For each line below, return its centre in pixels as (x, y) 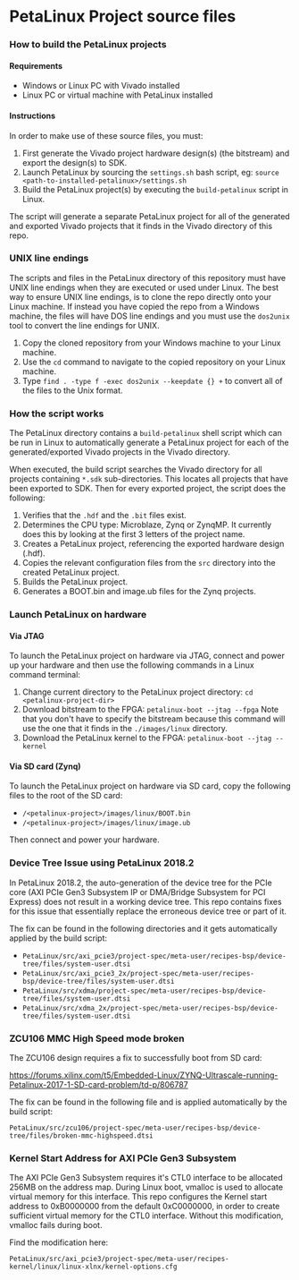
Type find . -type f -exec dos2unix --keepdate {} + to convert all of (152, 380)
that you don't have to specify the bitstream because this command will (154, 719)
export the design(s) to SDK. (75, 162)
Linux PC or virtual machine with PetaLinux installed (117, 95)
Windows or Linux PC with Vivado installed (101, 86)
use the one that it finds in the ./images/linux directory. (125, 729)
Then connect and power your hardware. (85, 840)
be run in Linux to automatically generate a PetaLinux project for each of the (149, 443)
